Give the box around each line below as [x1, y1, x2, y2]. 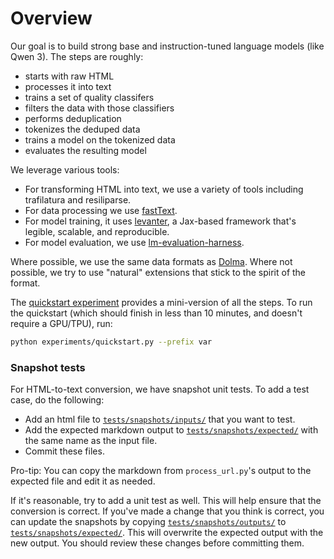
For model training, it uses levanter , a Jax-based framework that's [24, 215, 297, 227]
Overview [10, 7, 93, 30]
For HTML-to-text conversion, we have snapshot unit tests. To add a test [10, 383, 310, 396]
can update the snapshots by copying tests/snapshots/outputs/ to [10, 516, 287, 528]
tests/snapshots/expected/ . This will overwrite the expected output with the [10, 527, 324, 539]
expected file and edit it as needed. [10, 475, 156, 487]
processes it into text [24, 80, 112, 92]
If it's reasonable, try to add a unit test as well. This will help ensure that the [10, 495, 322, 507]
